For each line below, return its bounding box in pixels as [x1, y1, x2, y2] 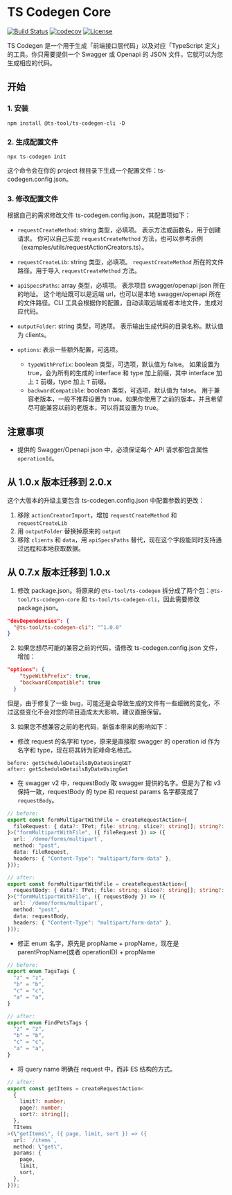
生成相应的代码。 [7, 58, 56, 67]
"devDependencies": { [7, 617, 70, 624]
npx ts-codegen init [7, 153, 67, 160]
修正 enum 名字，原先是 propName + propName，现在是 [17, 939, 179, 947]
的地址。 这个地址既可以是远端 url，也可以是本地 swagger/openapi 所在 [17, 290, 222, 298]
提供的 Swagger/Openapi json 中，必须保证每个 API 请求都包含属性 [17, 445, 209, 454]
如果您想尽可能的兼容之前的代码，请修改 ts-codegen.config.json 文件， [17, 644, 222, 652]
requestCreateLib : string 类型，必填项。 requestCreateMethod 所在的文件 [17, 258, 224, 266]
